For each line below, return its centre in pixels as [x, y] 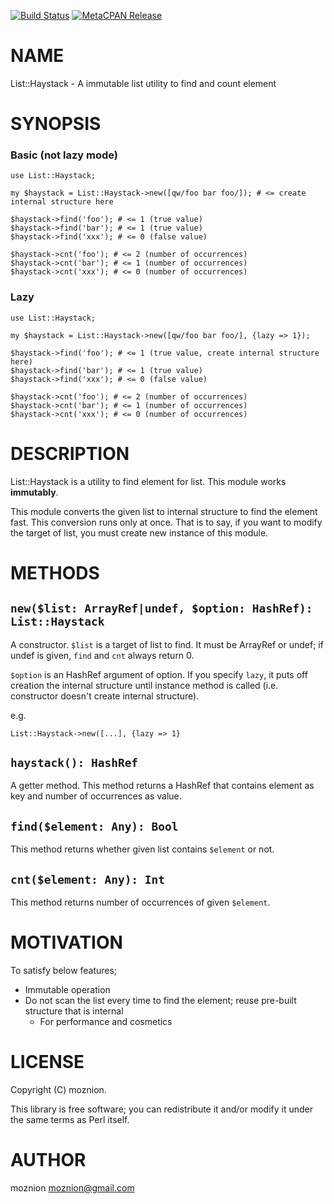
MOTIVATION [66, 942]
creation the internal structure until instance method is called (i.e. [144, 685]
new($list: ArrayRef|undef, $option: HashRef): [161, 608]
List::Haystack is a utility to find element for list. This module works [148, 481]
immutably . [34, 492]
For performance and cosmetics [106, 1022]
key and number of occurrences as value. [96, 796]
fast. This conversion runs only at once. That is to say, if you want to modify [166, 522]
